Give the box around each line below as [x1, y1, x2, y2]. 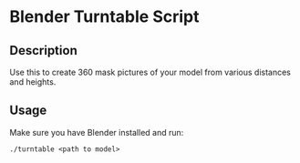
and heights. [9, 76, 57, 87]
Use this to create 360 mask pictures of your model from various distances [9, 66, 292, 77]
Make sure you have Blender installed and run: [9, 127, 184, 138]
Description [9, 43, 78, 58]
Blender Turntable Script [9, 6, 200, 27]
